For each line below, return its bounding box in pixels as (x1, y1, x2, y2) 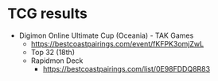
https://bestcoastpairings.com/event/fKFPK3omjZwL (30, 39, 204, 48)
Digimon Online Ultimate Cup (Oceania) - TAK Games (18, 31, 194, 40)
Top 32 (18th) (30, 47, 75, 57)
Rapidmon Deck (30, 56, 84, 65)
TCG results (7, 5, 88, 23)
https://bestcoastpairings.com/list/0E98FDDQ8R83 (42, 64, 211, 73)
